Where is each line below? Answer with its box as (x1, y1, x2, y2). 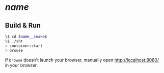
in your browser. (5, 62, 38, 68)
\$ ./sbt (5, 38, 23, 43)
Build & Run (5, 21, 41, 30)
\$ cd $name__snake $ (5, 34, 48, 39)
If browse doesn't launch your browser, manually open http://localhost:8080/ (5, 57, 159, 63)
